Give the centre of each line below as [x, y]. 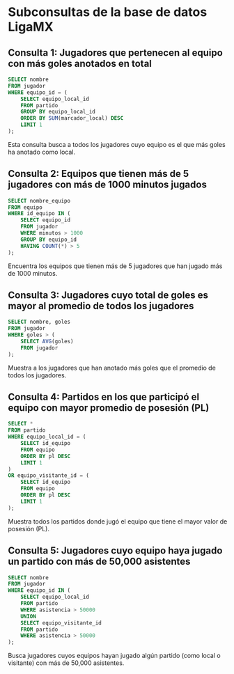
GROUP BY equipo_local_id [58, 112]
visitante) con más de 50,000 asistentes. [66, 663]
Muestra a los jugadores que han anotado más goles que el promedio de [112, 368]
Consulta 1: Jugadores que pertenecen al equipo [116, 53]
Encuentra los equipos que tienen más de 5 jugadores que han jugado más [115, 266]
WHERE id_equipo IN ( [39, 214]
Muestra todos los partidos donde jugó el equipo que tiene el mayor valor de [118, 521]
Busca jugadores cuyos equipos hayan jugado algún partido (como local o [115, 656]
